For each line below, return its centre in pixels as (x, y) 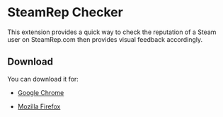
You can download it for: (43, 79)
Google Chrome (41, 92)
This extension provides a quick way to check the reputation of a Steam (112, 32)
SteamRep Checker (65, 12)
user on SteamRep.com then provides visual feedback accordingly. (105, 39)
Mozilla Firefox (39, 106)
